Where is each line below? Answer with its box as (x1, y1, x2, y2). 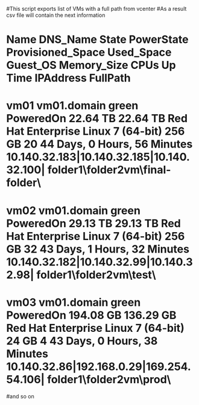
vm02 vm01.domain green (6, 204, 141, 217)
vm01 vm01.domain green (6, 99, 139, 112)
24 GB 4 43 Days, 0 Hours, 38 (6, 334, 158, 348)
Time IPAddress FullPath (6, 71, 131, 85)
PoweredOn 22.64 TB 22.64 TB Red (6, 112, 188, 126)
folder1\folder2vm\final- (47, 163, 171, 177)
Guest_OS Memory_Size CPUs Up (6, 59, 176, 72)
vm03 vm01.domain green (6, 296, 141, 309)
